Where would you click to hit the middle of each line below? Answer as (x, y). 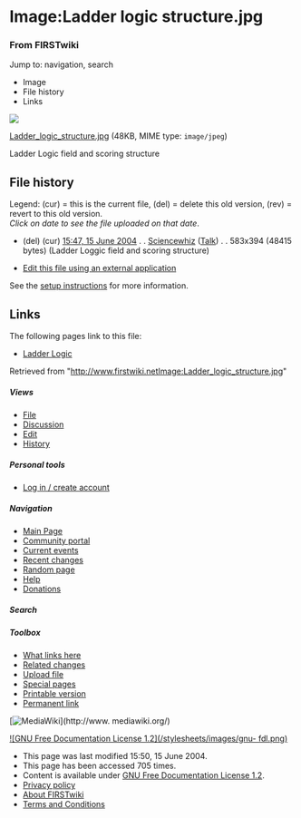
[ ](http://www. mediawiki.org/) (90, 721)
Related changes (54, 665)
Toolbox (25, 632)
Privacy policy (49, 785)
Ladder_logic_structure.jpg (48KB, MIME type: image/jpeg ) (119, 136)
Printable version (54, 694)
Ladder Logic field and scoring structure (85, 154)
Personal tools (37, 464)
